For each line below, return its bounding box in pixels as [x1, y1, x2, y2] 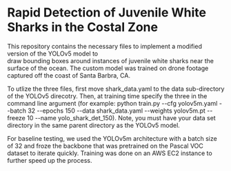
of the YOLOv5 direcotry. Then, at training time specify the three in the [7, 91, 208, 100]
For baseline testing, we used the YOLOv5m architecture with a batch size [7, 134, 217, 142]
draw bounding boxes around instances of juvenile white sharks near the [7, 56, 214, 65]
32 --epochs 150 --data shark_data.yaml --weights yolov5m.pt [27, 106, 205, 115]
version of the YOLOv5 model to [7, 49, 99, 58]
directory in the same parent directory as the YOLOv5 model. [7, 121, 181, 129]
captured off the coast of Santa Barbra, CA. [7, 71, 131, 80]
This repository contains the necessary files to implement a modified [7, 42, 202, 50]
